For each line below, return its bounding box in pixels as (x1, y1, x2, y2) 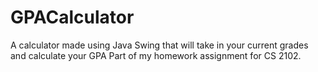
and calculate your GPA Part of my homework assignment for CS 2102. (10, 49, 302, 61)
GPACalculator (10, 6, 135, 29)
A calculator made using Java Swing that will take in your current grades (10, 39, 309, 51)
